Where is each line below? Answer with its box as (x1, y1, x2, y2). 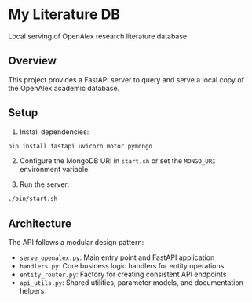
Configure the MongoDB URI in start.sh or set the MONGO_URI (19, 156, 216, 166)
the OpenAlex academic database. (8, 83, 120, 93)
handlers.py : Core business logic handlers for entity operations (19, 261, 225, 271)
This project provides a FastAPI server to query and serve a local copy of (8, 75, 245, 84)
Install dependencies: (19, 127, 89, 137)
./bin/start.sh (8, 195, 58, 203)
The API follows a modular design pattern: (8, 238, 144, 247)
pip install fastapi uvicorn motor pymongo (8, 142, 153, 150)
